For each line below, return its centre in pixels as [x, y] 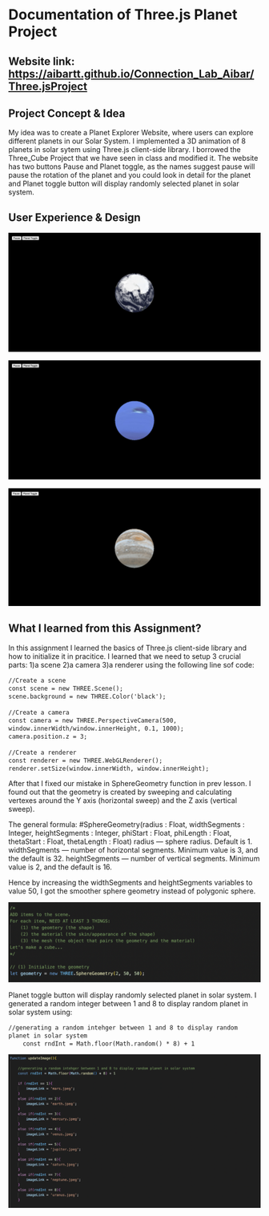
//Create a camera [39, 712]
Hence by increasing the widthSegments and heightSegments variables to [130, 882]
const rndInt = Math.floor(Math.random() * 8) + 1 [109, 1044]
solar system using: [40, 1012]
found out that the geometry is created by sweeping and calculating [120, 792]
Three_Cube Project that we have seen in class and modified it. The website [133, 159]
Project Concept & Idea [67, 113]
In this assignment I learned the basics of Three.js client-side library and [127, 648]
